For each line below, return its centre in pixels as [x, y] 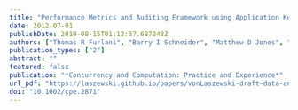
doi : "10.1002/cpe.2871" [55, 91]
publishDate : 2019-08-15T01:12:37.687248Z [89, 34]
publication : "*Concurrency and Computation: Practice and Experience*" [146, 75]
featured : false [39, 67]
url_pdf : [25, 83]
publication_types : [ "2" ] [57, 51]
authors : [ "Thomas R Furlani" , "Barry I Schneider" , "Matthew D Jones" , [146, 42]
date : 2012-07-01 [41, 26]
